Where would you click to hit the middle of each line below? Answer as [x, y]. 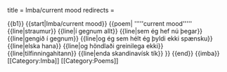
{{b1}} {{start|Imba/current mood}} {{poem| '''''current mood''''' [100, 23]
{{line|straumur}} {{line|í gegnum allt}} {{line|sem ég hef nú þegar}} [105, 31]
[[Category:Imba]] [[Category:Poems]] [63, 61]
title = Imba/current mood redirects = [61, 10]
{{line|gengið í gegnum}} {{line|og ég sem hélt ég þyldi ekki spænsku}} [110, 38]
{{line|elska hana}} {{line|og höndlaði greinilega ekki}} [85, 46]
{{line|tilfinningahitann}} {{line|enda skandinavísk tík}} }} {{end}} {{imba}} [113, 53]
